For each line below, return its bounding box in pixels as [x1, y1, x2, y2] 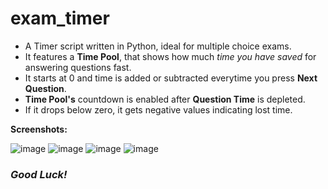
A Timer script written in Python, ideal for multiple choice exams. [24, 40, 292, 52]
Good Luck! [10, 167, 68, 181]
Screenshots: [10, 123, 68, 135]
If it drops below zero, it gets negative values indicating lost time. [24, 103, 293, 116]
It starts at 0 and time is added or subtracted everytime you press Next [24, 72, 318, 84]
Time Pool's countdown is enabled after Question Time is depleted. [24, 93, 306, 105]
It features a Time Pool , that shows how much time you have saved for [24, 50, 317, 62]
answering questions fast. [24, 61, 132, 73]
